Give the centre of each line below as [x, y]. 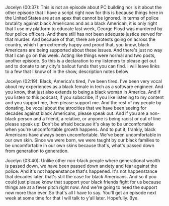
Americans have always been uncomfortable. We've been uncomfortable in [83, 135]
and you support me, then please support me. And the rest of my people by [83, 102]
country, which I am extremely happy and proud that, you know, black [77, 45]
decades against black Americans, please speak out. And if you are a [77, 113]
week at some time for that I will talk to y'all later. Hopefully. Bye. [72, 198]
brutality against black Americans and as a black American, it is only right [81, 23]
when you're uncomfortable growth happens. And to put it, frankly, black [80, 129]
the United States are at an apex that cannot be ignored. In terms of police [82, 18]
